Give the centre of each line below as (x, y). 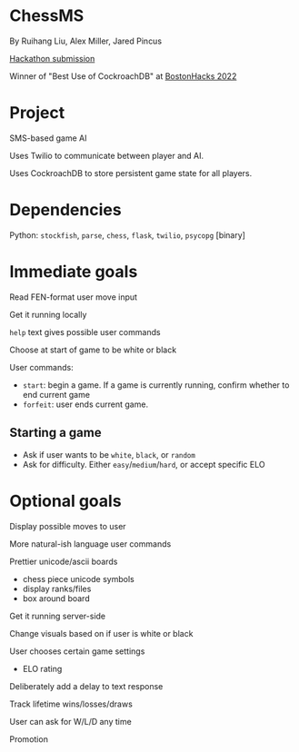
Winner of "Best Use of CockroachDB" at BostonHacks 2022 (123, 76)
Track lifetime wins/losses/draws (71, 704)
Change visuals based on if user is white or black (101, 633)
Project (37, 113)
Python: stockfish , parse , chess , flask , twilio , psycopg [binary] (127, 235)
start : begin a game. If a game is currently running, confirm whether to (156, 385)
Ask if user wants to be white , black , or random (109, 454)
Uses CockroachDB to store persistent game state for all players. (131, 173)
